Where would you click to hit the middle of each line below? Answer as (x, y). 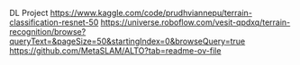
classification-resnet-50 (54, 22)
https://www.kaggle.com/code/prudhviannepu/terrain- (151, 13)
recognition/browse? (48, 32)
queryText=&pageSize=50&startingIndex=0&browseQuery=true (127, 41)
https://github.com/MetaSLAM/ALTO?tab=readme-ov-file (115, 51)
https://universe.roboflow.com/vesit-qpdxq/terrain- (195, 22)
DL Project (29, 13)
